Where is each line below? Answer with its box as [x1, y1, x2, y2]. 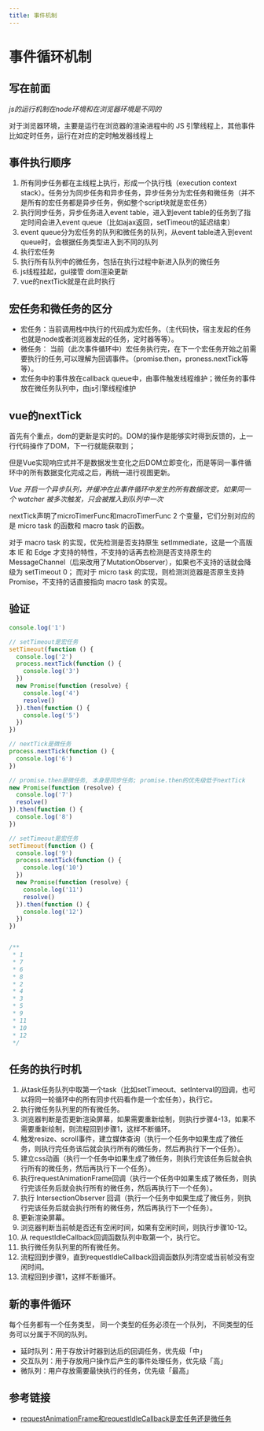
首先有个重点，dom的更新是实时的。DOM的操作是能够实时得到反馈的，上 [9, 431, 247, 441]
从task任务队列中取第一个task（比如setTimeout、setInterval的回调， [20, 1085, 243, 1095]
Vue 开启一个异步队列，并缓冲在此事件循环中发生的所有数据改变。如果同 [9, 485, 244, 494]
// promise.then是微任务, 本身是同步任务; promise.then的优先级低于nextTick [9, 776, 246, 784]
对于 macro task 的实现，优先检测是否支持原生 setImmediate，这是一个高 [9, 537, 246, 548]
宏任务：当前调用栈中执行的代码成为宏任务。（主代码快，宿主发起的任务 [20, 325, 251, 334]
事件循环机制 [9, 48, 93, 65]
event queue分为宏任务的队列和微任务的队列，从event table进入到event [20, 228, 253, 237]
